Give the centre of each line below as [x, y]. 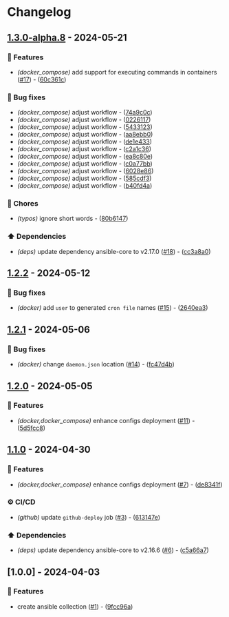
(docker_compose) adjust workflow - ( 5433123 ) [85, 127]
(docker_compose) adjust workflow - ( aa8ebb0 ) [85, 135]
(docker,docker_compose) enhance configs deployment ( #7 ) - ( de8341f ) [120, 484]
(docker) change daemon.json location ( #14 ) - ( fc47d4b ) [96, 364]
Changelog [39, 12]
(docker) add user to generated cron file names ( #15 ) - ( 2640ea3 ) [112, 308]
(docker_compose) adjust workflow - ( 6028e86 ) [85, 171]
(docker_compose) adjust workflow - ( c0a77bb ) [85, 164]
